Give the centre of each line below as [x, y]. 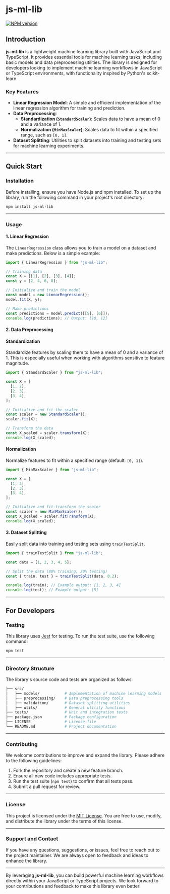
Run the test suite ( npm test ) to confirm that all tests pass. [73, 781]
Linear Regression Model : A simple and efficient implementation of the [87, 103]
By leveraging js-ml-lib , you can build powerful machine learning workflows [85, 875]
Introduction [26, 39]
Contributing [22, 744]
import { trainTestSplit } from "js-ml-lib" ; [54, 553]
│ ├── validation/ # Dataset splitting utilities [68, 703]
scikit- [153, 73]
